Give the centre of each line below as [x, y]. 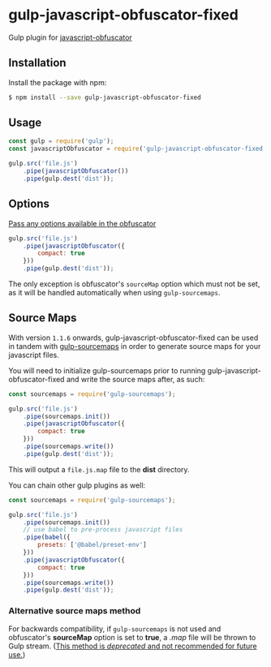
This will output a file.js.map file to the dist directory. [99, 469]
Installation [37, 63]
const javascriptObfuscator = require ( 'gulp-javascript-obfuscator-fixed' [138, 149]
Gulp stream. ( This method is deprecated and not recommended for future [133, 646]
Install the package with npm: [58, 82]
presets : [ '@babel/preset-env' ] [92, 545]
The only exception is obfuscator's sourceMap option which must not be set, [134, 284]
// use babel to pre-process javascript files [103, 530]
